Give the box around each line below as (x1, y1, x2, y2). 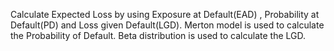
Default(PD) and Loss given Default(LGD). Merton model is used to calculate (10, 19, 325, 31)
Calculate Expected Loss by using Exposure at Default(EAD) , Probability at (10, 9, 320, 20)
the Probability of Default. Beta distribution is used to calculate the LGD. (10, 30, 306, 41)
